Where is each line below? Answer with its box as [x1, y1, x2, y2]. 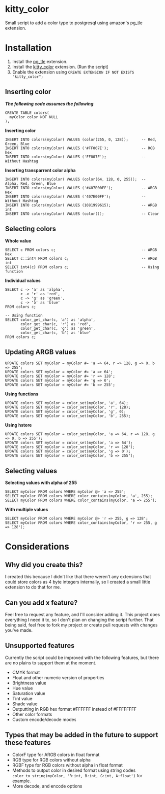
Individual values [5, 277, 41, 283]
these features [5, 738, 51, 747]
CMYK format [12, 669, 40, 675]
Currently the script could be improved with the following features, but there [5, 655, 159, 660]
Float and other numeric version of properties [12, 674, 105, 681]
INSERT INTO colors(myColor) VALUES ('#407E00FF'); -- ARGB [5, 185, 157, 190]
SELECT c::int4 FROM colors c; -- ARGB [5, 256, 157, 261]
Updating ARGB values [5, 347, 76, 356]
